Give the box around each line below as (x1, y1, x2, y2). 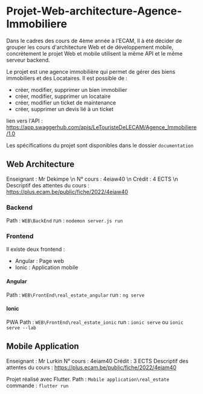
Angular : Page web (14, 257, 65, 265)
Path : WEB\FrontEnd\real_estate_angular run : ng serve (6, 291, 145, 299)
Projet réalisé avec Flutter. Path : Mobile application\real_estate (6, 375, 170, 383)
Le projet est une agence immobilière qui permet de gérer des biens (6, 68, 176, 75)
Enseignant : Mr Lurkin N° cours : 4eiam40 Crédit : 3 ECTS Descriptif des (6, 357, 188, 364)
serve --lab (6, 325, 36, 331)
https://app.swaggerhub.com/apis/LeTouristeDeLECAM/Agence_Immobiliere (6, 123, 197, 131)
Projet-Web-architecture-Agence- (6, 4, 182, 18)
